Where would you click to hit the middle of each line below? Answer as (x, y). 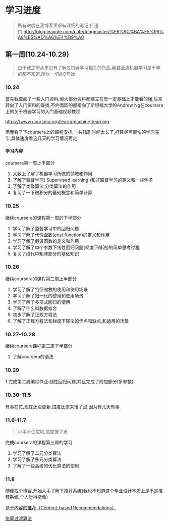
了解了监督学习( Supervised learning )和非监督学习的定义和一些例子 (83, 180)
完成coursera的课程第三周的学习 (39, 443)
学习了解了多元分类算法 (37, 459)
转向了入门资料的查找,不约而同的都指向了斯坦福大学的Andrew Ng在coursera (84, 105)
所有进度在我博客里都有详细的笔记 (53, 25)
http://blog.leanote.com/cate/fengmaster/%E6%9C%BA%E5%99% (94, 31)
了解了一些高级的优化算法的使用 (46, 466)
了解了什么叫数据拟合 (35, 308)
